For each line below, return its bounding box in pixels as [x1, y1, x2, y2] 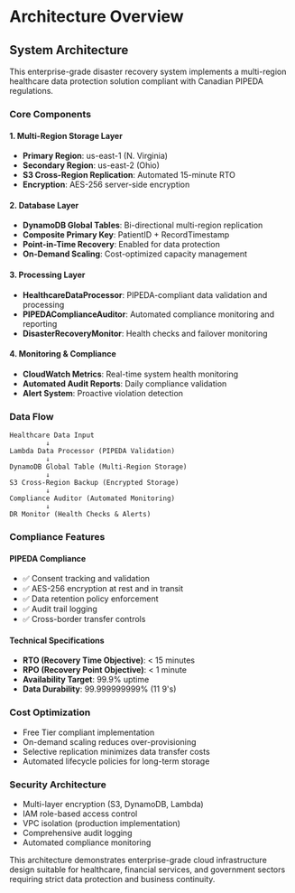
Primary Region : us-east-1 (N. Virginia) [22, 151, 169, 162]
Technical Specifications [9, 635, 106, 646]
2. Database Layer [9, 200, 79, 210]
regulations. [9, 86, 54, 96]
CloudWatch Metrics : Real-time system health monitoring [22, 368, 239, 379]
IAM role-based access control [22, 808, 138, 819]
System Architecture [9, 42, 129, 58]
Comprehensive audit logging [22, 827, 133, 838]
